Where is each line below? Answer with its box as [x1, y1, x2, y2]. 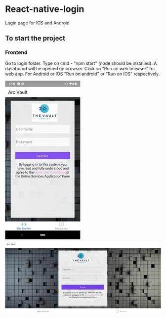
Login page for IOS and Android [5, 20, 70, 26]
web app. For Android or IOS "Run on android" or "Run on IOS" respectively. [5, 71, 160, 77]
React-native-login [5, 3, 84, 15]
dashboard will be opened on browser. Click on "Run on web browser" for [5, 65, 156, 71]
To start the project [5, 34, 66, 43]
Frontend [5, 49, 28, 56]
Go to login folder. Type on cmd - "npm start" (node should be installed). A [5, 60, 157, 66]
